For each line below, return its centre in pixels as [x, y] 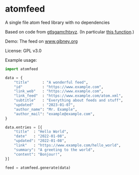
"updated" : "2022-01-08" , [40, 141]
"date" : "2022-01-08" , [40, 136]
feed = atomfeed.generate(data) [38, 168]
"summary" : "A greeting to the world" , [54, 150]
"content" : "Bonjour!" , [38, 154]
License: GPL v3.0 [23, 51]
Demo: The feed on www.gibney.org [41, 41]
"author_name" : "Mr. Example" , [46, 109]
